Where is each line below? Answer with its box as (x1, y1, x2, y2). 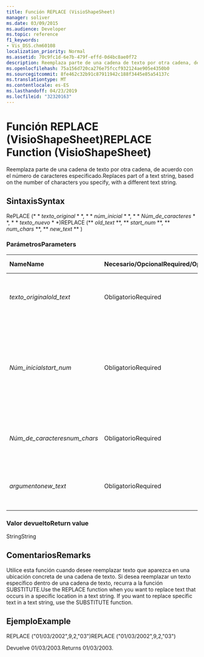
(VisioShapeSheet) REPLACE (6, 132, 152, 146)
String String (6, 533, 36, 540)
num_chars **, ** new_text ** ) (6, 225, 83, 233)
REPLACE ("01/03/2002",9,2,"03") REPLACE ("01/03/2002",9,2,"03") (6, 632, 176, 639)
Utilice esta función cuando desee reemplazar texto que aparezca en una (6, 566, 190, 574)
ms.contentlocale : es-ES (6, 83, 69, 89)
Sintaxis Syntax (6, 196, 65, 206)
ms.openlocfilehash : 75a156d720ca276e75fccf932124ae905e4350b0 (6, 65, 170, 72)
